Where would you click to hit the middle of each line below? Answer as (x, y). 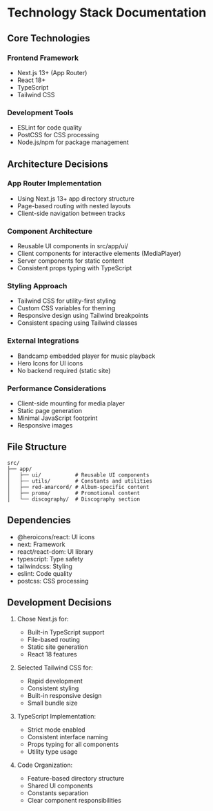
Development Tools (40, 112)
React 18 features (52, 654)
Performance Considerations (57, 388)
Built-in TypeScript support (66, 632)
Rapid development (55, 681)
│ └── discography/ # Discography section (73, 499)
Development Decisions (60, 602)
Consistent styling (53, 688)
